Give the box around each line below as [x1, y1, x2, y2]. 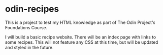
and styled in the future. [5, 44, 54, 50]
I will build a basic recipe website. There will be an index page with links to [5, 34, 156, 40]
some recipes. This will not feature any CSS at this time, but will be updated [5, 39, 159, 45]
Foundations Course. [5, 24, 48, 30]
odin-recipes [5, 3, 59, 15]
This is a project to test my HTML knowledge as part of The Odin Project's [5, 19, 156, 25]
